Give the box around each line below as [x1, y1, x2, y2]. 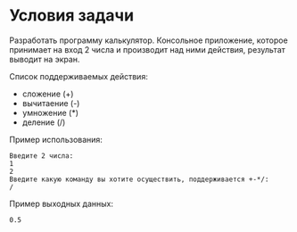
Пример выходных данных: [9, 198, 114, 209]
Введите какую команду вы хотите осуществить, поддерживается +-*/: [9, 175, 269, 184]
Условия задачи [9, 5, 135, 26]
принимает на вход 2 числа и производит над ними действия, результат [9, 44, 285, 54]
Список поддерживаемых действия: [9, 70, 149, 81]
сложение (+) [21, 88, 74, 99]
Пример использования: [9, 134, 103, 145]
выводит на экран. [9, 54, 80, 64]
